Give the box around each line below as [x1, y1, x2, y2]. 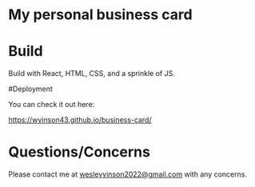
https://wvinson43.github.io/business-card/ [8, 115, 152, 125]
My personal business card [8, 6, 193, 24]
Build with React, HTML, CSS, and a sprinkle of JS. [8, 69, 176, 78]
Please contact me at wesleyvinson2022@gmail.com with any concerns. [8, 169, 248, 179]
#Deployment [8, 84, 54, 93]
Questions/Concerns [8, 143, 150, 161]
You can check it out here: [8, 100, 95, 109]
